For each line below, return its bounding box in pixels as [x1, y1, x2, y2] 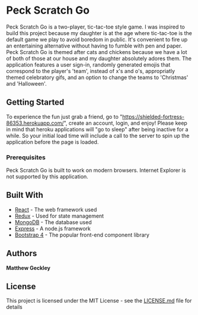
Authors [6, 248, 37, 259]
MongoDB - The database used [14, 218, 92, 226]
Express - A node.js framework [14, 225, 91, 232]
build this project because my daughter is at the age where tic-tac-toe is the [6, 29, 193, 36]
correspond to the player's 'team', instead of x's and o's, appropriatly [6, 67, 175, 74]
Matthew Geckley [6, 264, 50, 271]
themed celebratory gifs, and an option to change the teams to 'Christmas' [6, 74, 189, 81]
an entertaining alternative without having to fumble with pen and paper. [6, 42, 183, 49]
